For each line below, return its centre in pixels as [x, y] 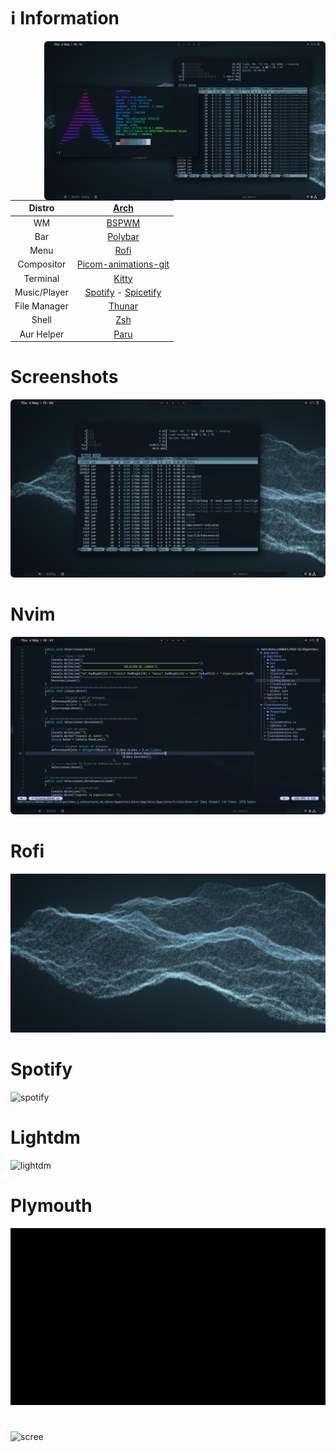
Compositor [42, 264]
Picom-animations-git [123, 264]
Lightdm [45, 1137]
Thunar [123, 306]
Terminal [41, 278]
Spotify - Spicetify [123, 292]
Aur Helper [42, 334]
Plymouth [51, 1206]
